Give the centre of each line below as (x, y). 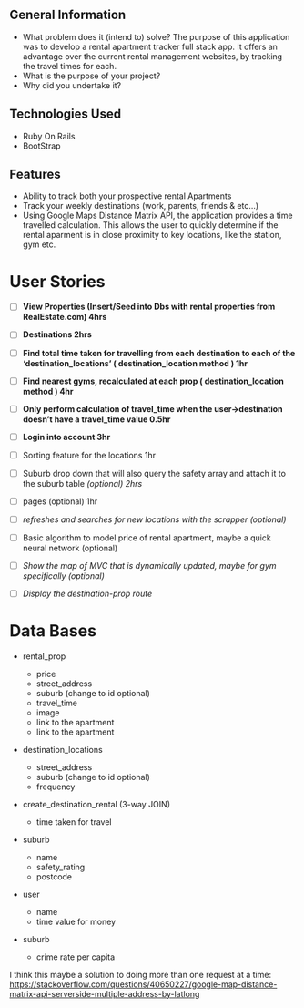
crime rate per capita (76, 957)
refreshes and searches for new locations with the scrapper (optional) (154, 519)
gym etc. (39, 244)
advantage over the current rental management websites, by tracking (152, 56)
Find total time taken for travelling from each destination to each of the (159, 353)
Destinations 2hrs (57, 334)
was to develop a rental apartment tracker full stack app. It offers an (150, 46)
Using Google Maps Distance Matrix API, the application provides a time (157, 216)
